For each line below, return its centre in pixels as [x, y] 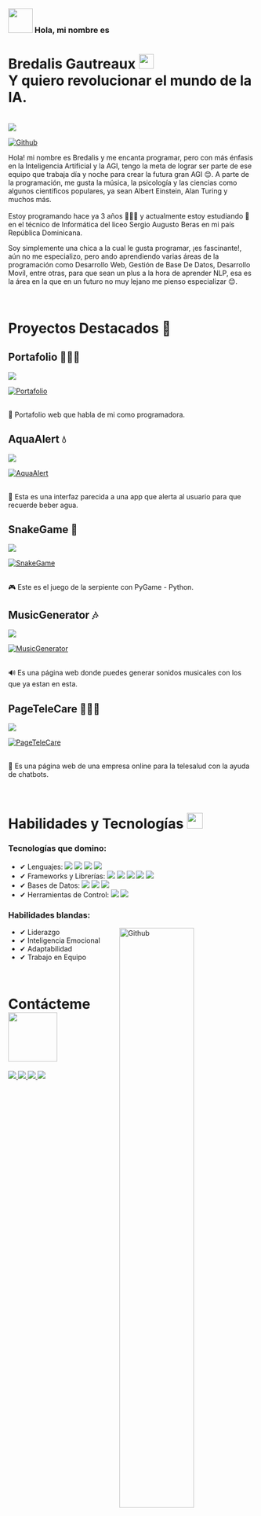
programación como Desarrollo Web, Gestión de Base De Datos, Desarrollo [129, 264]
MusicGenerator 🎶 [53, 614]
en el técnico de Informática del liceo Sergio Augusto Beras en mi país [121, 224]
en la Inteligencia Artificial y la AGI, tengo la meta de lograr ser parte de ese [130, 166]
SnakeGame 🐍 [43, 530]
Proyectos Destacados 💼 [90, 328]
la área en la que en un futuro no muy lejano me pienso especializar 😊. [123, 281]
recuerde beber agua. [43, 505]
